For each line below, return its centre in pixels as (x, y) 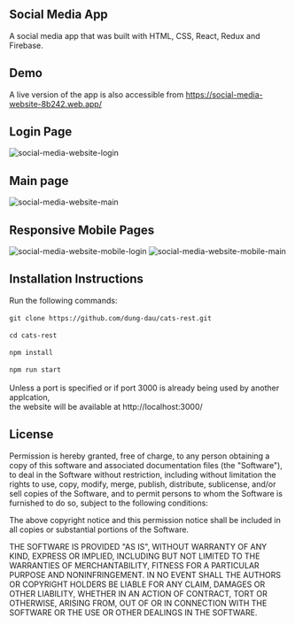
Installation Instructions (77, 279)
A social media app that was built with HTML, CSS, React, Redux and (135, 35)
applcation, (30, 397)
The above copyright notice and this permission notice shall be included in (145, 520)
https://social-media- (224, 94)
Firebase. (27, 45)
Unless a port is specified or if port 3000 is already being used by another (144, 388)
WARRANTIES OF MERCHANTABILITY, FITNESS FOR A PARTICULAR (134, 565)
